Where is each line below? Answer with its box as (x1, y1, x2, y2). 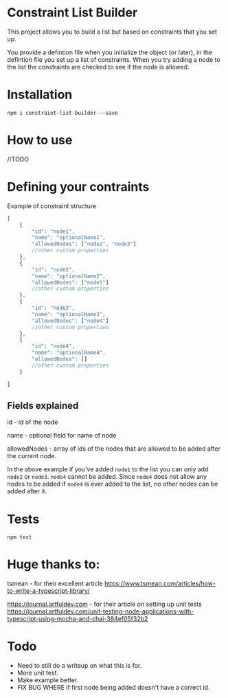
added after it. (7, 487, 47, 495)
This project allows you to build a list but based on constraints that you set (7, 27, 218, 36)
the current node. (7, 452, 57, 460)
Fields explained (7, 400, 79, 412)
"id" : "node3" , (32, 304, 76, 311)
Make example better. (16, 676, 79, 684)
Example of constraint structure (7, 201, 97, 210)
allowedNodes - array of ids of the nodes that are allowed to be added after (7, 444, 221, 453)
